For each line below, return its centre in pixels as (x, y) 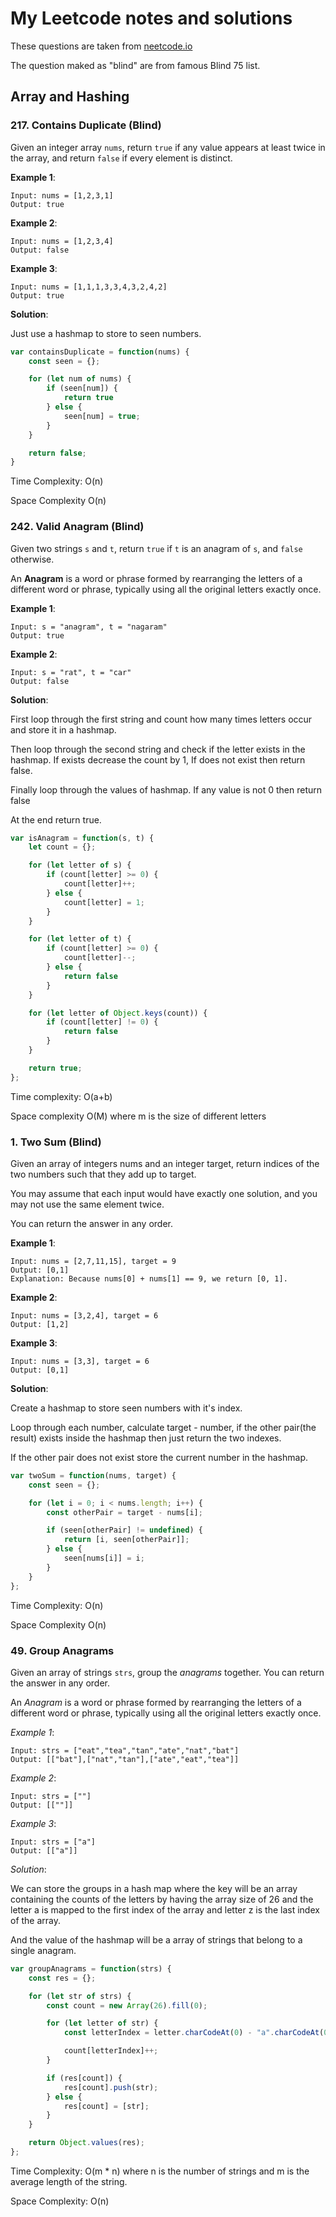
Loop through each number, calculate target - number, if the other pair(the (163, 1427)
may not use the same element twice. (87, 1204)
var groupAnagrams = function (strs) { (91, 1968)
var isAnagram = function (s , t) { (82, 838)
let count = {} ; (62, 847)
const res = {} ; (62, 1978)
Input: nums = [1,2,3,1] (62, 195)
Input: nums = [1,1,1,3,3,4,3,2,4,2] (89, 287)
